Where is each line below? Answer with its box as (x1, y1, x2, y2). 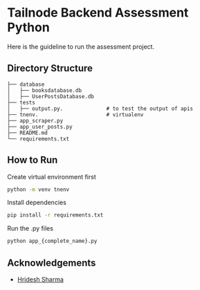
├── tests (7, 99, 36, 106)
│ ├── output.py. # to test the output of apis (7, 105, 194, 112)
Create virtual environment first (7, 172, 96, 181)
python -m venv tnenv (7, 185, 70, 193)
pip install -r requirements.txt (7, 212, 104, 219)
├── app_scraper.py (7, 117, 64, 124)
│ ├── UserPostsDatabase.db (7, 93, 95, 100)
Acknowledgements (7, 257, 96, 269)
